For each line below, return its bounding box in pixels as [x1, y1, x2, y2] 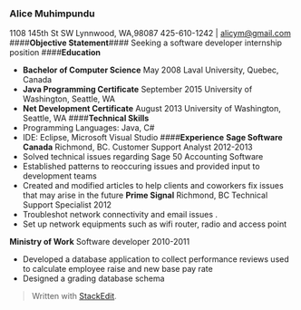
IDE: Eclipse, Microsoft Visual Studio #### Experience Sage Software [22, 132, 283, 143]
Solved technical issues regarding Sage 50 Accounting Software [22, 151, 264, 162]
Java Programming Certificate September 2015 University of [22, 84, 253, 95]
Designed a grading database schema [22, 273, 165, 284]
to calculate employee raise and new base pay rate [22, 264, 213, 275]
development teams [22, 170, 97, 181]
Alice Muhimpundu [9, 7, 95, 20]
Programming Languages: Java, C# [22, 122, 155, 133]
